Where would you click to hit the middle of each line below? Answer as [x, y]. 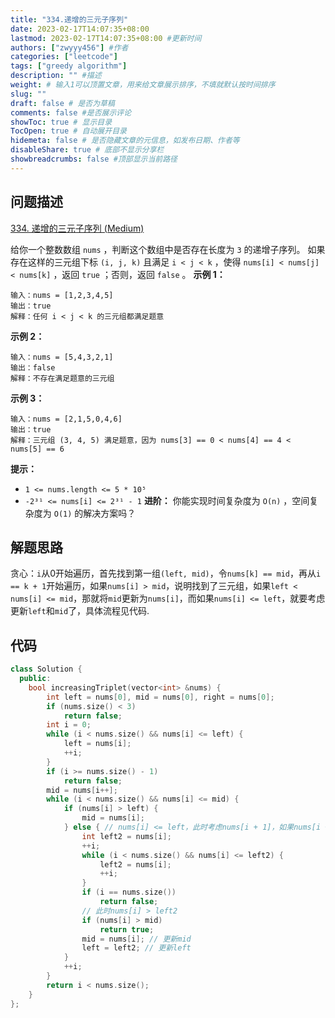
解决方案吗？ [110, 513]
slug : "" [28, 94]
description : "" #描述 [56, 76]
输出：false [33, 367]
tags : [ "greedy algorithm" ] [69, 66]
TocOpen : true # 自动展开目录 [68, 131]
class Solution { [46, 669]
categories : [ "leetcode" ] [64, 57]
